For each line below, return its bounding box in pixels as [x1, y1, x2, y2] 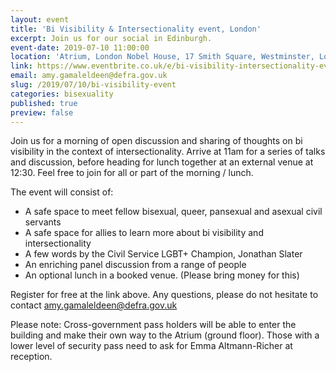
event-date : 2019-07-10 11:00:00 [10, 42, 150, 53]
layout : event [10, 14, 70, 25]
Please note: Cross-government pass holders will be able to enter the [10, 319, 297, 331]
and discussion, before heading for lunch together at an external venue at [10, 156, 314, 168]
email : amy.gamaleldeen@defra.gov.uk [10, 71, 168, 81]
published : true [10, 98, 78, 108]
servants [24, 216, 62, 228]
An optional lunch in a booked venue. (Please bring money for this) [24, 269, 300, 281]
